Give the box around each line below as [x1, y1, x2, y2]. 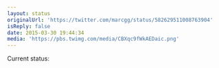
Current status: [7, 54, 50, 63]
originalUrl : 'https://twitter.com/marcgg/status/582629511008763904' [7, 16, 214, 23]
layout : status [7, 10, 51, 17]
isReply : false [7, 23, 51, 30]
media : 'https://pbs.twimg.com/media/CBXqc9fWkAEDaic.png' [7, 36, 180, 43]
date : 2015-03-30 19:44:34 [7, 29, 84, 36]
